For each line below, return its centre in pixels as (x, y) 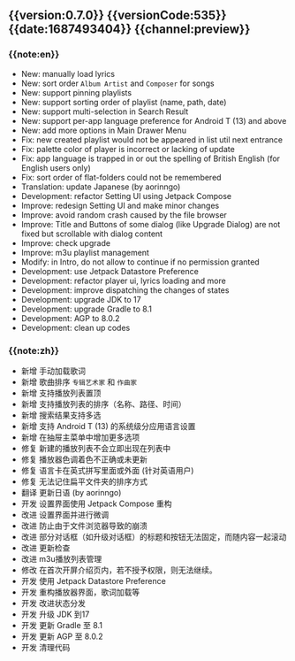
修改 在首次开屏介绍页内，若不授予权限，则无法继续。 (119, 570)
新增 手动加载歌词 (53, 371)
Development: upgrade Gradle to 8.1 (86, 309)
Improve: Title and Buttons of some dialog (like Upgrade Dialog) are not (151, 224)
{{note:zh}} (34, 350)
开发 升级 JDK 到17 (55, 614)
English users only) (56, 167)
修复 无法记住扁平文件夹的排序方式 (84, 481)
